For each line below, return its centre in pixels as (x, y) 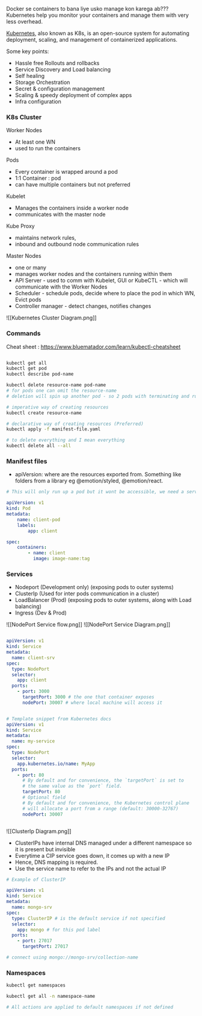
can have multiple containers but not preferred (72, 185)
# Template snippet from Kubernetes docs (59, 719)
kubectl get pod (26, 369)
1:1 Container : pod (38, 178)
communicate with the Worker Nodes (61, 287)
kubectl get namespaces (36, 986)
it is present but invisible (45, 849)
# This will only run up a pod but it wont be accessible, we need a (95, 492)
